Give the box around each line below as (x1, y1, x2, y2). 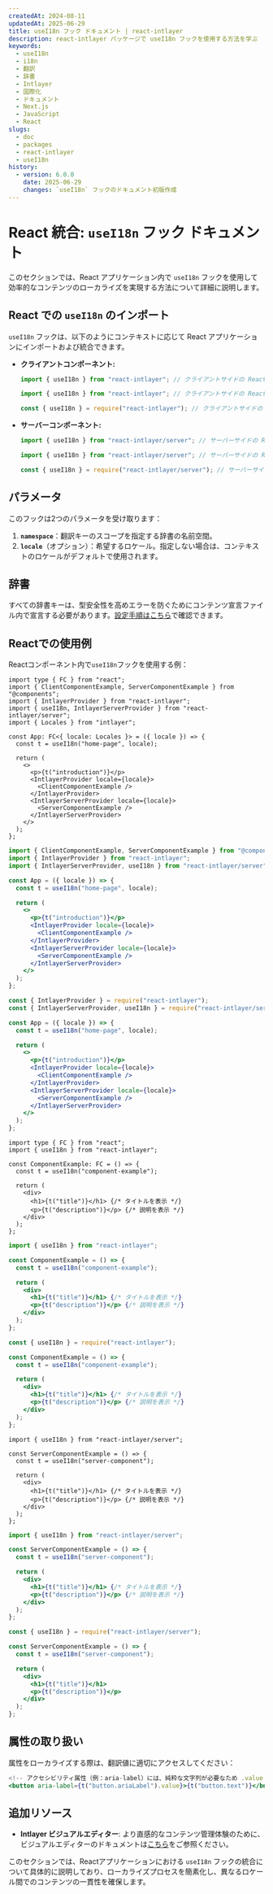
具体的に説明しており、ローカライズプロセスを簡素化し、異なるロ (29, 1867, 249, 1877)
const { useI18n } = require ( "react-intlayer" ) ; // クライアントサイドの (19, 404, 263, 413)
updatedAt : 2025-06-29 (8, 20, 85, 28)
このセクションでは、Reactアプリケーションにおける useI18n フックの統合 (8, 1857, 257, 1866)
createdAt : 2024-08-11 (8, 11, 85, 20)
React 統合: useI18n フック (8, 223, 185, 242)
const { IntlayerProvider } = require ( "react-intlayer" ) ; (8, 997, 209, 1005)
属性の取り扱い (8, 1735, 84, 1748)
